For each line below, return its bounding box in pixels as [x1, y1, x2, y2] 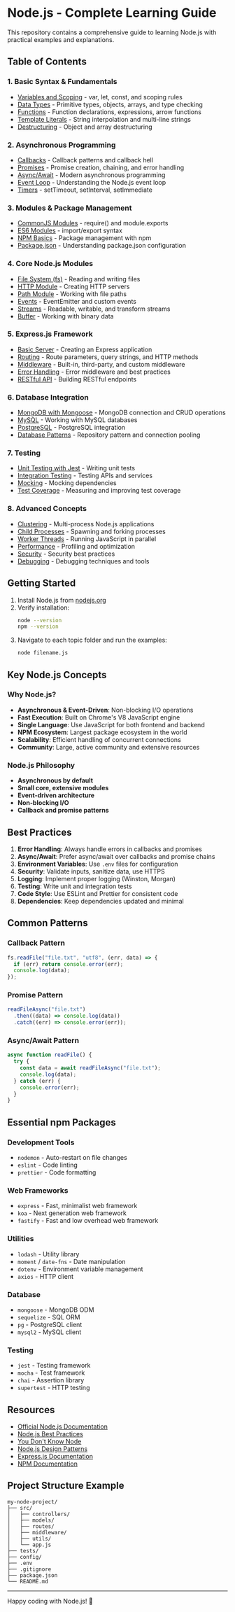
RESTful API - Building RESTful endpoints [17, 374, 137, 383]
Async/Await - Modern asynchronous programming [17, 170, 166, 179]
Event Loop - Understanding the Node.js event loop [17, 178, 166, 186]
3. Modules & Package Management [7, 203, 132, 213]
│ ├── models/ [7, 1517, 55, 1524]
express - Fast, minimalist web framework [17, 1202, 138, 1210]
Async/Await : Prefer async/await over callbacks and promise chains [17, 852, 215, 860]
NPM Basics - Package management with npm [17, 234, 152, 242]
